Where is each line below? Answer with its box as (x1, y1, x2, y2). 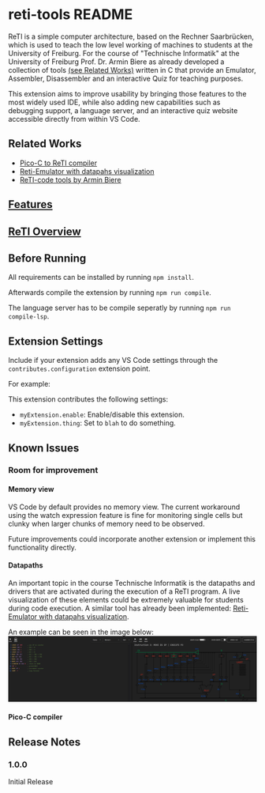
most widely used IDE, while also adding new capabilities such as (8, 97, 221, 107)
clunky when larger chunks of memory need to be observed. (8, 519, 205, 528)
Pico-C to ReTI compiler (19, 158, 97, 168)
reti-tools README (8, 6, 133, 24)
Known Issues (8, 441, 80, 455)
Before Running (8, 251, 87, 265)
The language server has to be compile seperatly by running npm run (8, 303, 231, 313)
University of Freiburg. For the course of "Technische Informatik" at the (8, 48, 240, 58)
